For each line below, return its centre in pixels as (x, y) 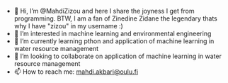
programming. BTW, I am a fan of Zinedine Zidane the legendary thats (115, 18)
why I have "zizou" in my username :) (69, 26)
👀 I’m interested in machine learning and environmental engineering (113, 33)
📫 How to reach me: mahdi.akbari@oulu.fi (76, 72)
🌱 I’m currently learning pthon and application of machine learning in (114, 41)
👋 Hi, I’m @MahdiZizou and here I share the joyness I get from (104, 11)
